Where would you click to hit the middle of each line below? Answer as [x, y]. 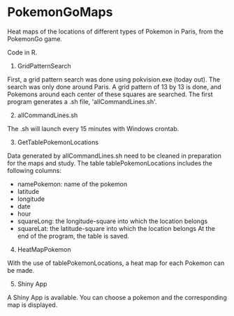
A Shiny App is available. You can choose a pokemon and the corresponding [117, 297]
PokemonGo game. [35, 38]
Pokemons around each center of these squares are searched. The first [110, 94]
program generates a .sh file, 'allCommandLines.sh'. [82, 101]
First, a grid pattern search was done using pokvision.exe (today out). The [114, 79]
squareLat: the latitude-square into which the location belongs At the [116, 228]
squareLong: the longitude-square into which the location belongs [112, 221]
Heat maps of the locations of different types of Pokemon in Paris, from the [115, 31]
